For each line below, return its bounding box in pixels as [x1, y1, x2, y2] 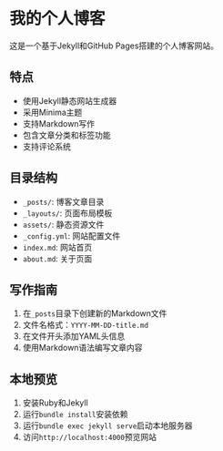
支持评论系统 [22, 140, 71, 151]
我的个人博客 [9, 8, 106, 29]
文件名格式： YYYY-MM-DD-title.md [22, 320, 148, 331]
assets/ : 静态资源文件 [22, 219, 105, 230]
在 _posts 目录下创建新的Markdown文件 [22, 308, 167, 319]
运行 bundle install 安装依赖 [22, 409, 129, 420]
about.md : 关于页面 [22, 252, 93, 264]
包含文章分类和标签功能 [22, 129, 111, 140]
